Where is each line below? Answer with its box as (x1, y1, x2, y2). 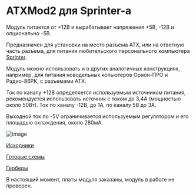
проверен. (6, 182, 32, 189)
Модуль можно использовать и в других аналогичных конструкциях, (6, 65, 181, 72)
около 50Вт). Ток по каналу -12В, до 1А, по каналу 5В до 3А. (6, 101, 157, 108)
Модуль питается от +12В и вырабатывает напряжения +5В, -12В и (6, 23, 175, 31)
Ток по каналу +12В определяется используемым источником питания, (6, 89, 187, 96)
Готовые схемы (6, 153, 45, 160)
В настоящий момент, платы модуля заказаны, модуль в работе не (6, 176, 175, 183)
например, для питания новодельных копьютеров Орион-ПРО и (6, 71, 168, 78)
